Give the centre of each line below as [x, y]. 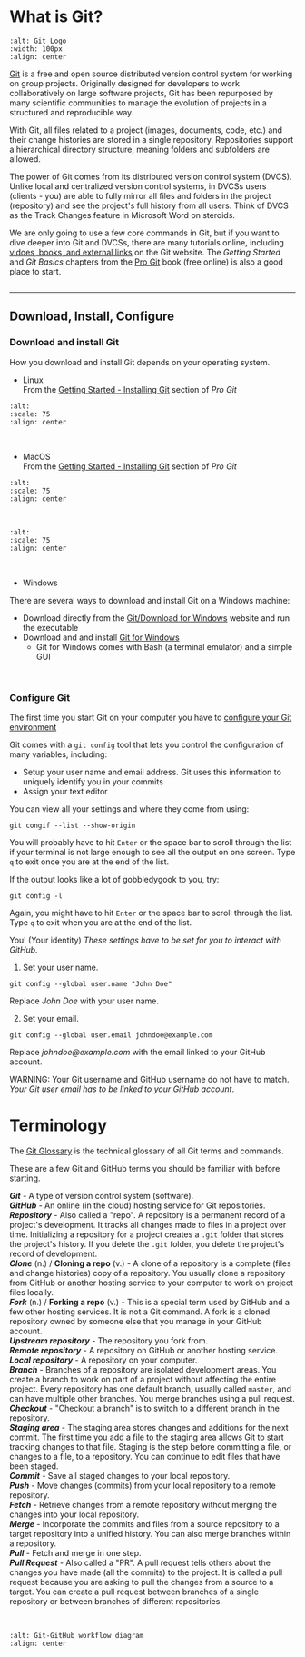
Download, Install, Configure [92, 317]
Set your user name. [60, 967]
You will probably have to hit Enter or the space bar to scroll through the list [151, 842]
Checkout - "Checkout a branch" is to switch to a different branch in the [144, 1408]
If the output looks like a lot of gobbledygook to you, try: [114, 879]
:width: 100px [36, 49]
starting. [25, 1178]
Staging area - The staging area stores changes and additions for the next [149, 1427]
